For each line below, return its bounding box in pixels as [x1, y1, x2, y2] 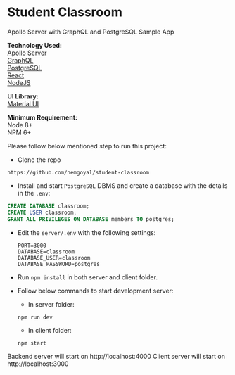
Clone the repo [17, 155, 61, 164]
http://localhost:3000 [7, 360, 69, 368]
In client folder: [27, 326, 72, 334]
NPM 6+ [7, 128, 32, 136]
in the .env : [17, 189, 51, 197]
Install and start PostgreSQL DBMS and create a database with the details [17, 181, 228, 190]
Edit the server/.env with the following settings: [17, 228, 156, 236]
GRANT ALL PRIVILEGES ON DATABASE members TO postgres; [7, 215, 174, 222]
